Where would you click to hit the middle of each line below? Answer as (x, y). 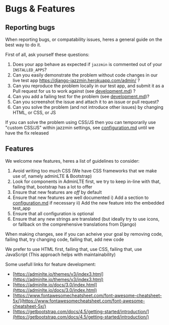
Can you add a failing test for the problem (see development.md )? (81, 96)
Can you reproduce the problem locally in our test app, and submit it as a (88, 86)
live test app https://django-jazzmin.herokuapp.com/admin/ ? (76, 80)
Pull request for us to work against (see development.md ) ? (74, 91)
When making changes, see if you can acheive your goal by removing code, (84, 234)
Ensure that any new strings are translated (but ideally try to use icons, (86, 219)
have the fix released (27, 133)
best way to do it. (23, 45)
